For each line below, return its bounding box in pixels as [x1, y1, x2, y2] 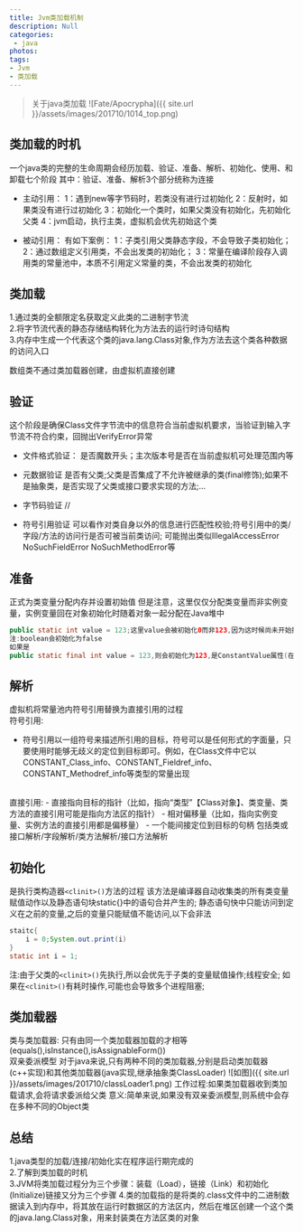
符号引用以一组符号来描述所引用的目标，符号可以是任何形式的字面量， [22, 734, 284, 746]
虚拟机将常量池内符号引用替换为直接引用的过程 [9, 704, 183, 715]
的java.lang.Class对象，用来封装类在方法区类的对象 [9, 1212, 200, 1223]
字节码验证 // [22, 500, 70, 511]
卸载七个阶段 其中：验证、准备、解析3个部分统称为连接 [9, 174, 215, 184]
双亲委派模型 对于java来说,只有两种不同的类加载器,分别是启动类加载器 [9, 1056, 269, 1067]
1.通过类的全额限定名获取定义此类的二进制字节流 [9, 312, 189, 323]
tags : [9, 55, 30, 64]
